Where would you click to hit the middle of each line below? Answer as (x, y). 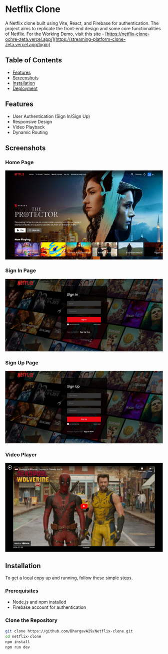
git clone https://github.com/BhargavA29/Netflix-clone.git (69, 631)
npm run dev (17, 647)
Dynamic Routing (30, 132)
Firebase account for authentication (49, 607)
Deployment (25, 88)
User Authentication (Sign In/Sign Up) (51, 116)
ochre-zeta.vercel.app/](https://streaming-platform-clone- (65, 39)
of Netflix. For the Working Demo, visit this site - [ (56, 34)
